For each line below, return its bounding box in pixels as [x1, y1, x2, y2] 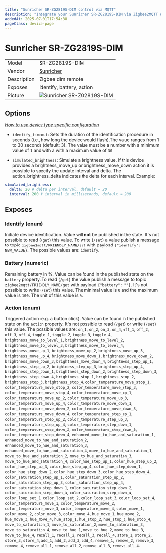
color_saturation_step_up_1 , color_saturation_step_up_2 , [5, 474, 124, 480]
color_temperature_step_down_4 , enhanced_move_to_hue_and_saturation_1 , [5, 431, 155, 437]
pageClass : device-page [5, 21, 54, 26]
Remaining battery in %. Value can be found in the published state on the [5, 271, 154, 277]
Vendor [7, 68, 25, 75]
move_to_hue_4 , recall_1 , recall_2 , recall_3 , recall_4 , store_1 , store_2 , [5, 532, 152, 538]
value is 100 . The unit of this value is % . [5, 292, 83, 298]
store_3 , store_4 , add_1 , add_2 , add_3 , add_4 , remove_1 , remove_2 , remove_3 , [5, 537, 155, 543]
